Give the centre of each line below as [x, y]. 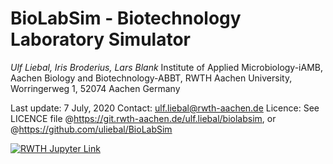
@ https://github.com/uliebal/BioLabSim [91, 129]
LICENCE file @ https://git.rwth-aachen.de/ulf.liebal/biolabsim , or [143, 118]
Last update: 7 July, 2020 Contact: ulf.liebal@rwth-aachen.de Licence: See [165, 108]
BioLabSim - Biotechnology [126, 18]
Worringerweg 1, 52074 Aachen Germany [95, 88]
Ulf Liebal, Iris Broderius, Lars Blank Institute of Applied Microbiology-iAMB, [167, 67]
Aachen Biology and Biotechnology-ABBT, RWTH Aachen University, [151, 78]
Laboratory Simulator [100, 39]
